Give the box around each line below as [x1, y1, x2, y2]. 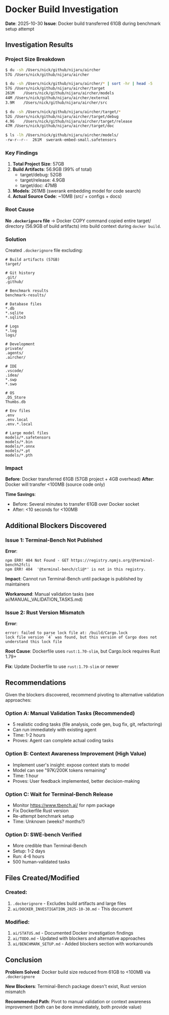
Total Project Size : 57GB [12, 161, 64, 167]
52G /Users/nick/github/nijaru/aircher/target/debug [5, 114, 119, 119]
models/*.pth [5, 452, 33, 458]
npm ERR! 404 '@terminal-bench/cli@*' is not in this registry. [5, 567, 146, 572]
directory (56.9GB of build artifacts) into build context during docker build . [5, 223, 161, 229]
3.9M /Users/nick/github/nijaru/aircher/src [5, 100, 108, 105]
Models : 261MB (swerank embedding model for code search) [12, 188, 141, 194]
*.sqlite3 [5, 315, 26, 320]
